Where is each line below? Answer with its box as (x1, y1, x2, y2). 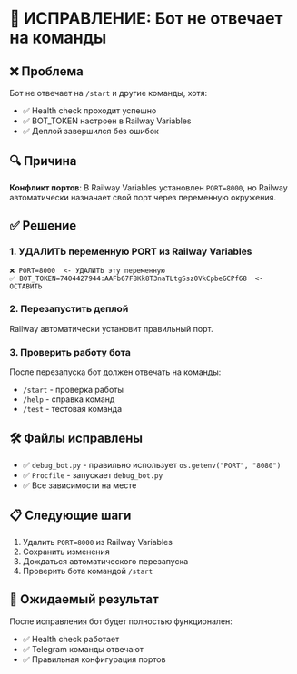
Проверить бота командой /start (22, 565, 153, 576)
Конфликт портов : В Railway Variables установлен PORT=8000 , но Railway (9, 181, 288, 193)
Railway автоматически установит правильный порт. (9, 323, 213, 334)
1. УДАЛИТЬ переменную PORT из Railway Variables (9, 245, 252, 258)
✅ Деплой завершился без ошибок (22, 126, 159, 136)
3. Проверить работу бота (9, 346, 132, 358)
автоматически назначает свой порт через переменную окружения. (9, 191, 277, 202)
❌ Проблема (9, 63, 84, 79)
